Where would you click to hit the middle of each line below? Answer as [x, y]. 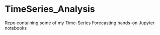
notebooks [16, 28]
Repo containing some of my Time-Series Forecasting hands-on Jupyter [80, 23]
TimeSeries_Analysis [50, 9]
